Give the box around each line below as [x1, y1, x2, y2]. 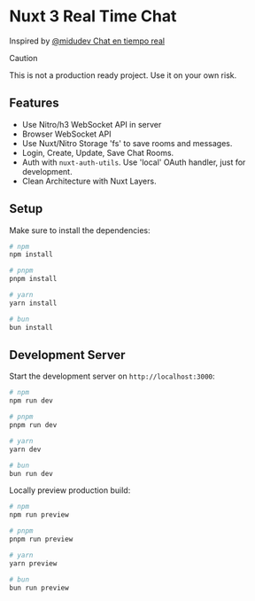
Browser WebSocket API [21, 129, 112, 139]
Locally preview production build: [9, 485, 131, 496]
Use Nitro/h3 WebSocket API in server [21, 119, 162, 129]
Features [9, 96, 59, 111]
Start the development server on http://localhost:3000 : [9, 371, 215, 382]
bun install [9, 323, 53, 332]
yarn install [9, 299, 58, 308]
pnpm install [9, 275, 58, 284]
